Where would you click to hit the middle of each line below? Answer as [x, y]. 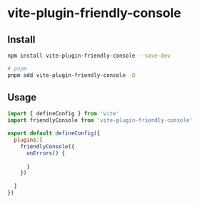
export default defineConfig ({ [54, 133]
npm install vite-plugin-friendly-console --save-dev [89, 56]
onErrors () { [46, 153]
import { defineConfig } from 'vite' [63, 114]
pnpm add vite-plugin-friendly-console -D [71, 75]
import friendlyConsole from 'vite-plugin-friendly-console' [100, 120]
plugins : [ [28, 140]
